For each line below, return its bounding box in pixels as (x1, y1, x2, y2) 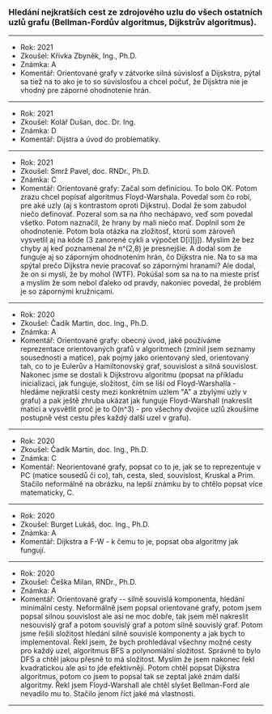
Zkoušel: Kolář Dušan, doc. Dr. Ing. (19, 117, 136, 127)
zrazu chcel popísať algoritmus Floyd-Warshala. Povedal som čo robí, (19, 192, 253, 202)
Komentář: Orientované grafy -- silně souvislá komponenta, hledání (19, 594, 245, 604)
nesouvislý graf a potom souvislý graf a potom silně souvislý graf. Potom (19, 620, 263, 630)
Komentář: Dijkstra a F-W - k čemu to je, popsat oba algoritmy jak (19, 537, 239, 547)
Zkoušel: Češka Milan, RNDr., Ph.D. (19, 577, 138, 587)
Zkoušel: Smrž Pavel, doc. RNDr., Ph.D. (19, 167, 151, 176)
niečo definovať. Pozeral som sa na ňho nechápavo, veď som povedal (19, 209, 253, 219)
